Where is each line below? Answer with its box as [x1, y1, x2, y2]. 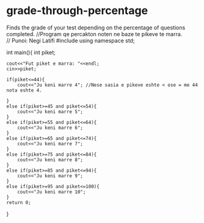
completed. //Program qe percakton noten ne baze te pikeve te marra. [6, 30, 183, 37]
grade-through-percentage [6, 4, 148, 18]
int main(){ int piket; [6, 48, 56, 56]
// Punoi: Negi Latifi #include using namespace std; [6, 37, 136, 44]
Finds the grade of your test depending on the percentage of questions [6, 24, 186, 31]
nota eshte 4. [6, 87, 43, 93]
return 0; [6, 199, 32, 205]
